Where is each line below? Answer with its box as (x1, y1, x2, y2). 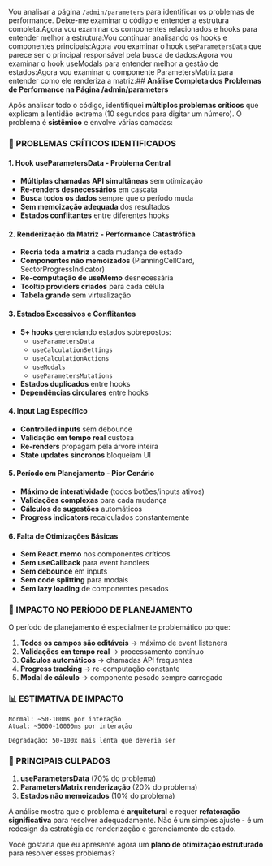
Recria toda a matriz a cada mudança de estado (19, 247, 183, 257)
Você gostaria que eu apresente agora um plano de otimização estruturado (8, 840, 264, 850)
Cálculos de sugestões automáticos (19, 504, 143, 513)
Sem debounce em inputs (19, 566, 108, 576)
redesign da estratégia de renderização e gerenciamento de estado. (8, 824, 236, 834)
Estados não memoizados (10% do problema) (19, 791, 175, 801)
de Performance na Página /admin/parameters (8, 84, 169, 94)
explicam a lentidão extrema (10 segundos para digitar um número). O (8, 109, 242, 119)
